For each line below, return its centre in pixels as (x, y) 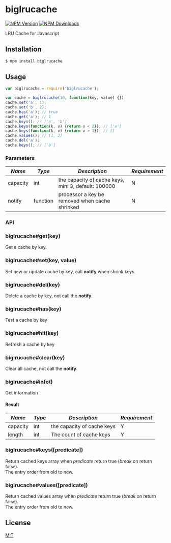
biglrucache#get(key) (33, 236)
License (18, 523)
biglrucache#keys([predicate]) (44, 450)
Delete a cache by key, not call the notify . (49, 296)
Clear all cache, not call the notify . (41, 368)
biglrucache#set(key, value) (41, 261)
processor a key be (81, 194)
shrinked (69, 207)
